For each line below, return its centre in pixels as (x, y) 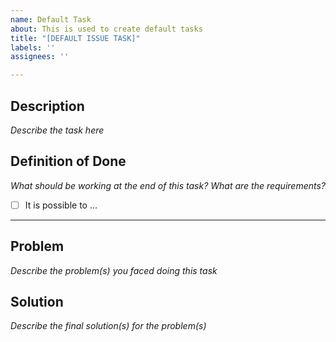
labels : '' (33, 47)
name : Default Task (51, 19)
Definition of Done (68, 161)
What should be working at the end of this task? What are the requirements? (168, 185)
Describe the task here (57, 130)
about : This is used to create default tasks (106, 29)
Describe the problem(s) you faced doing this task (114, 270)
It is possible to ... (61, 205)
